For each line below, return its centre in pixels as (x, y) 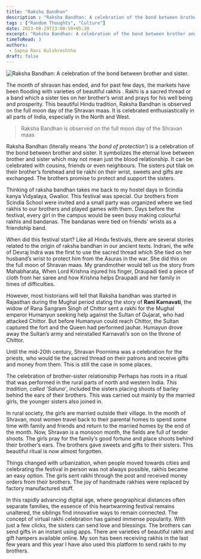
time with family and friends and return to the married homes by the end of (98, 426)
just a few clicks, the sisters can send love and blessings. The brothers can (99, 525)
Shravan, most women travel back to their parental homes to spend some (97, 419)
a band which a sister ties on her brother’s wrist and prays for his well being (100, 98)
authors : (17, 45)
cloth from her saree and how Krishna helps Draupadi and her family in (93, 277)
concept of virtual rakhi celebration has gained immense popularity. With (96, 519)
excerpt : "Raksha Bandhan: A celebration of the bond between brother (96, 34)
